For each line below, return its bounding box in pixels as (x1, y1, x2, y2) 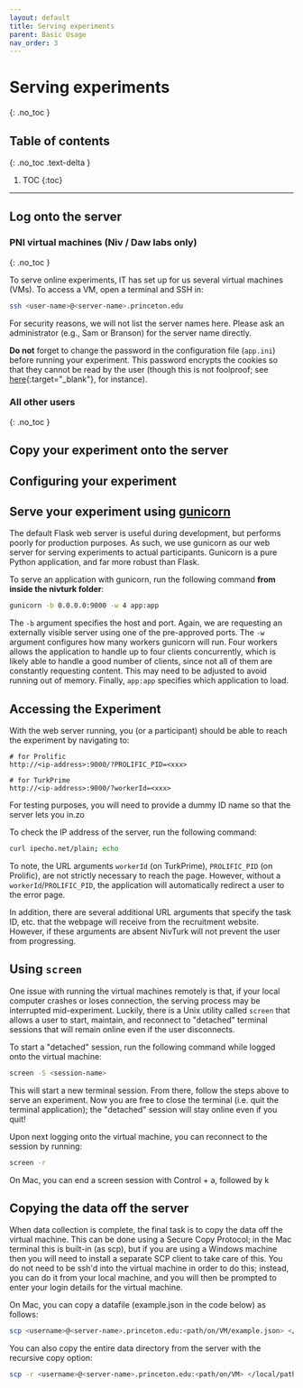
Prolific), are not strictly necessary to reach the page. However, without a (9, 870, 281, 881)
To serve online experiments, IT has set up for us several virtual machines (9, 274, 284, 285)
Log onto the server (9, 209, 123, 225)
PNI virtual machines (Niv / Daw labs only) (9, 236, 197, 249)
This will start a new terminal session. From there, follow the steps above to (9, 1085, 289, 1096)
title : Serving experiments (9, 22, 115, 31)
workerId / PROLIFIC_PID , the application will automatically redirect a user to (9, 880, 285, 891)
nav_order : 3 (9, 38, 59, 48)
